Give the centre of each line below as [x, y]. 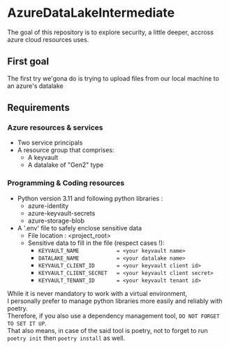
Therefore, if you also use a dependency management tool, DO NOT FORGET [113, 315]
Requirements [38, 108]
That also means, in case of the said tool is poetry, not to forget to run [108, 330]
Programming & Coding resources [66, 183]
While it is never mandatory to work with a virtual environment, [97, 293]
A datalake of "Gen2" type [66, 165]
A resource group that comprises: [66, 150]
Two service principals [50, 143]
